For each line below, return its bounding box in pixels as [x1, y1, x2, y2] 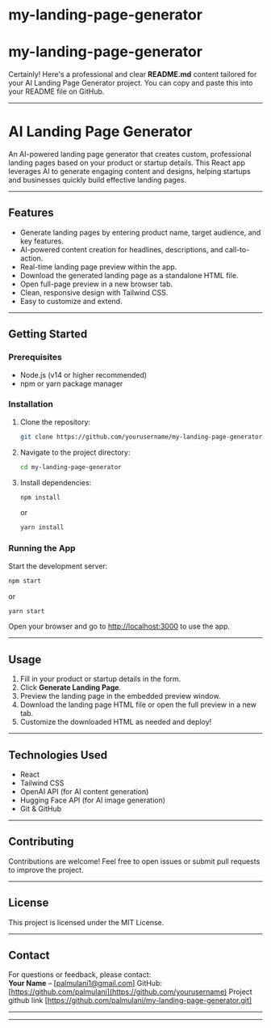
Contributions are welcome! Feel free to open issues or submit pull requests [8, 856, 261, 866]
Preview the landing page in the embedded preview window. [19, 692, 221, 701]
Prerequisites [8, 352, 62, 363]
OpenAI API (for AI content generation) [19, 787, 149, 797]
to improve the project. [8, 865, 84, 874]
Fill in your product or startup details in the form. [19, 674, 181, 684]
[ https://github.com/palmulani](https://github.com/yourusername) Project [8, 987, 252, 996]
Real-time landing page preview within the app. [19, 261, 177, 272]
